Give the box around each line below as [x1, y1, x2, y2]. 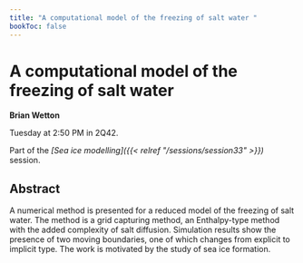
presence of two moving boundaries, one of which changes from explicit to [9, 234, 290, 245]
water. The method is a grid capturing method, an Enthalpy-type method [9, 215, 280, 226]
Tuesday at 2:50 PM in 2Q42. [9, 128, 119, 139]
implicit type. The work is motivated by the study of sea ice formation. [9, 244, 271, 255]
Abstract [9, 180, 61, 196]
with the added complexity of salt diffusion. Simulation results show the [9, 224, 277, 236]
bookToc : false [9, 22, 67, 31]
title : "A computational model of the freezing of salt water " [9, 13, 258, 23]
